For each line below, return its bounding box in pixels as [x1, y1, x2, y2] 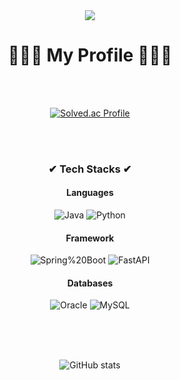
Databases [66, 277, 114, 289]
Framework [65, 232, 115, 244]
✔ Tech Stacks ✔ [48, 162, 132, 176]
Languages [66, 187, 114, 199]
